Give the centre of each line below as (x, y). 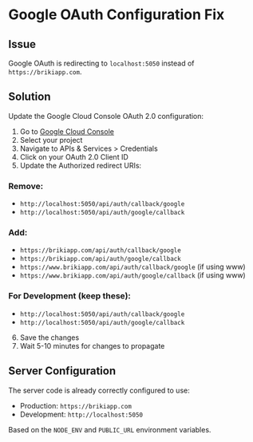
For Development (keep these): (70, 296)
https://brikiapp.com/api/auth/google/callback (100, 259)
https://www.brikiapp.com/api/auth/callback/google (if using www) (132, 267)
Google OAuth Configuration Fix (117, 15)
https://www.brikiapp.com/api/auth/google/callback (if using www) (132, 275)
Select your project (51, 140)
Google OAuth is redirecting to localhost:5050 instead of (101, 63)
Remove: (26, 186)
